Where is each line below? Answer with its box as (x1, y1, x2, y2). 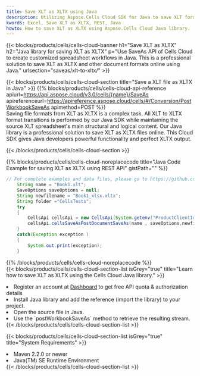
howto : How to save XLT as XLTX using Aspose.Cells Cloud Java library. (6, 25, 190, 32)
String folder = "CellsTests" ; (17, 198, 92, 204)
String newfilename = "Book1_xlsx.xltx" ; (17, 193, 121, 199)
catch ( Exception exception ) (17, 231, 89, 237)
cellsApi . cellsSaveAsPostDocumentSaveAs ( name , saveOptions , (27, 221, 183, 227)
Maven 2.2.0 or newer (14, 350, 68, 358)
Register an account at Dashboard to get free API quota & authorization (14, 283, 188, 290)
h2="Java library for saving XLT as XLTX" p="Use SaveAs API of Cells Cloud (6, 48, 193, 55)
